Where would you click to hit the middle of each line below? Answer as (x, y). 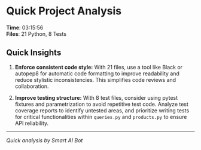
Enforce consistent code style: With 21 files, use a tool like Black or (99, 67)
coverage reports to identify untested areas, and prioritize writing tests (102, 110)
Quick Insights (34, 53)
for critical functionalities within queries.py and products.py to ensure (101, 117)
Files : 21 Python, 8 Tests (36, 33)
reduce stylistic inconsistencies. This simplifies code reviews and (95, 79)
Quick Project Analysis (64, 11)
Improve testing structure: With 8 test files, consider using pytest (96, 97)
